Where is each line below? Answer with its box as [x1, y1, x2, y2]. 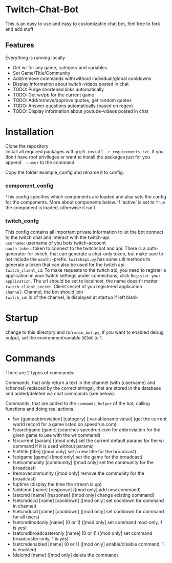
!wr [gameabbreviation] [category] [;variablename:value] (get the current [12, 416, 167, 422]
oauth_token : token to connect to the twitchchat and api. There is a [5, 245, 146, 252]
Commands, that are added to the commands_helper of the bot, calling [5, 400, 150, 407]
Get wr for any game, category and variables [12, 64, 107, 70]
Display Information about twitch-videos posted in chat [12, 81, 129, 87]
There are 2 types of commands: [5, 370, 75, 376]
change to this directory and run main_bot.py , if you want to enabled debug [5, 329, 164, 335]
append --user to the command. [5, 159, 76, 165]
